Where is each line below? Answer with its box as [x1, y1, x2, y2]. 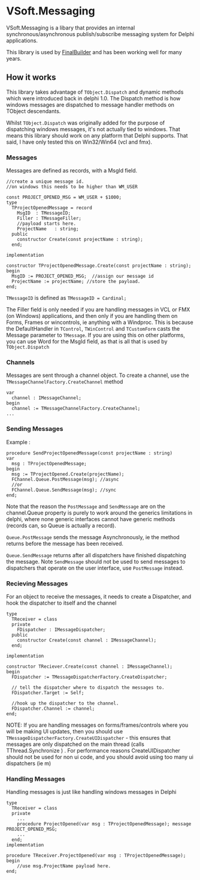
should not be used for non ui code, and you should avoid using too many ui [6, 753, 193, 760]
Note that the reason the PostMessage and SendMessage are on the [6, 503, 166, 510]
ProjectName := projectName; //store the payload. [11, 278, 141, 285]
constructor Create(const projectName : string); [17, 236, 144, 243]
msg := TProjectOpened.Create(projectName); [11, 471, 125, 477]
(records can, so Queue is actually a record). [6, 522, 117, 529]
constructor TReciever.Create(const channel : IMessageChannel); [6, 663, 172, 670]
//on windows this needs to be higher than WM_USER [6, 184, 138, 190]
